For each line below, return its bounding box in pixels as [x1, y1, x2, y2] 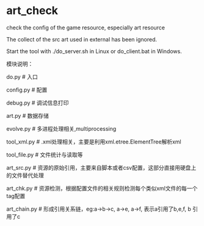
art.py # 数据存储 [6, 112, 49, 119]
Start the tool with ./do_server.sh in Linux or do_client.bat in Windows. [6, 47, 182, 55]
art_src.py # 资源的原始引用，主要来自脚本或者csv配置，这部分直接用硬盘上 [6, 164, 197, 171]
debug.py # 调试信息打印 [6, 99, 69, 106]
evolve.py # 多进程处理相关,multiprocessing [6, 125, 117, 132]
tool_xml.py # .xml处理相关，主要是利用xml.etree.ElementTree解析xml [6, 138, 181, 145]
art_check [6, 4, 59, 18]
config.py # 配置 [6, 86, 48, 93]
